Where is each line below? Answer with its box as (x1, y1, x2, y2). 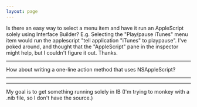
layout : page (6, 8, 38, 15)
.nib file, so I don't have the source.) (6, 94, 93, 101)
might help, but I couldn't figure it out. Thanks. (6, 49, 118, 56)
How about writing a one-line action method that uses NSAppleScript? (6, 66, 176, 73)
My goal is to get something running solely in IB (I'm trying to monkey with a (6, 88, 189, 95)
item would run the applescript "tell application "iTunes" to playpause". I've (6, 37, 187, 44)
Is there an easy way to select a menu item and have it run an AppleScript (6, 24, 184, 31)
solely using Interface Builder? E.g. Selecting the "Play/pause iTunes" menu (6, 30, 189, 38)
